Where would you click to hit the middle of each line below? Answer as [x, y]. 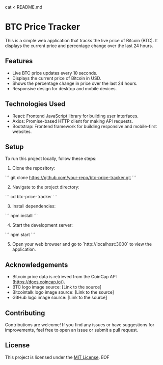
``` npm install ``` [22, 216]
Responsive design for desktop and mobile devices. [64, 88]
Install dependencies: [34, 206]
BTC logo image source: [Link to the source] [57, 287]
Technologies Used [35, 104]
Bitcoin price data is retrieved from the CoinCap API [64, 277]
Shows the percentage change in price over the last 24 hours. [75, 83]
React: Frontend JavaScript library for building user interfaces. [75, 116]
